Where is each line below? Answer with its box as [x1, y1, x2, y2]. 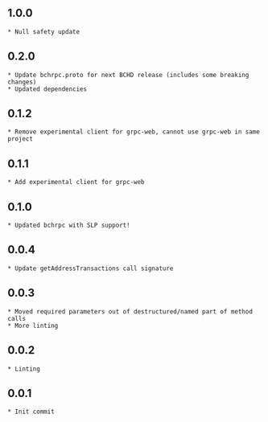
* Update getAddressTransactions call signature [7, 264, 174, 272]
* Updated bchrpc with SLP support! [7, 221, 130, 230]
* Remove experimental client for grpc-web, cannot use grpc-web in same [7, 128, 261, 136]
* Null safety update [7, 27, 80, 35]
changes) [7, 78, 37, 86]
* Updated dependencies [7, 84, 88, 93]
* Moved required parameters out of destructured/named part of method [7, 307, 253, 316]
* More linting [7, 322, 59, 330]
